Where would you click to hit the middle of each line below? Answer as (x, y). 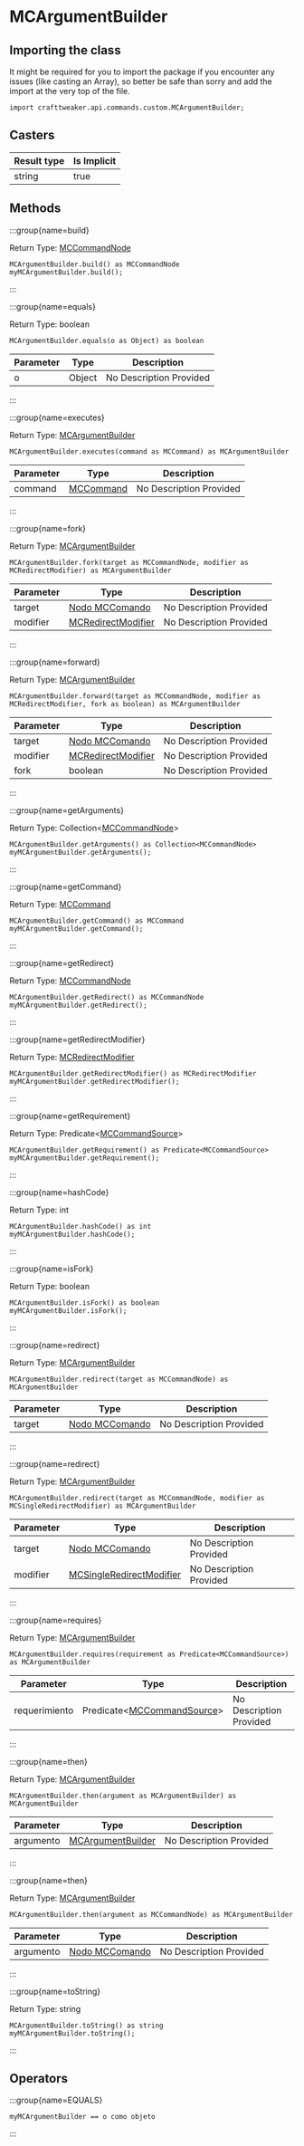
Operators (39, 2079)
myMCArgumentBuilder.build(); (66, 272)
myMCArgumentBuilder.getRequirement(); (85, 1158)
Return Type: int (39, 1210)
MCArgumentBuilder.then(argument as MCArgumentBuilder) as (123, 1796)
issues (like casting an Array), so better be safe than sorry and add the (141, 81)
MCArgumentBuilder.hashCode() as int (81, 1226)
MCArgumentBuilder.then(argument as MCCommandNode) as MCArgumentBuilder (152, 1914)
